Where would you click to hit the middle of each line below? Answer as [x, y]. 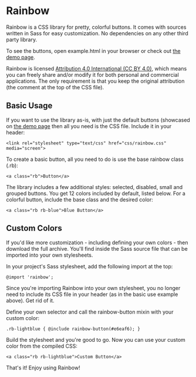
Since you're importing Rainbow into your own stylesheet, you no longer [93, 288]
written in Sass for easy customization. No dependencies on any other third [97, 33]
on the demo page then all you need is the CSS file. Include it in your [89, 126]
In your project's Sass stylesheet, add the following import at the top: [89, 266]
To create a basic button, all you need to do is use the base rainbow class [95, 159]
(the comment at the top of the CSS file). [55, 87]
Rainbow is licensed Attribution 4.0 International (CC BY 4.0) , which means [97, 68]
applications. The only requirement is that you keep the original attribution [95, 81]
